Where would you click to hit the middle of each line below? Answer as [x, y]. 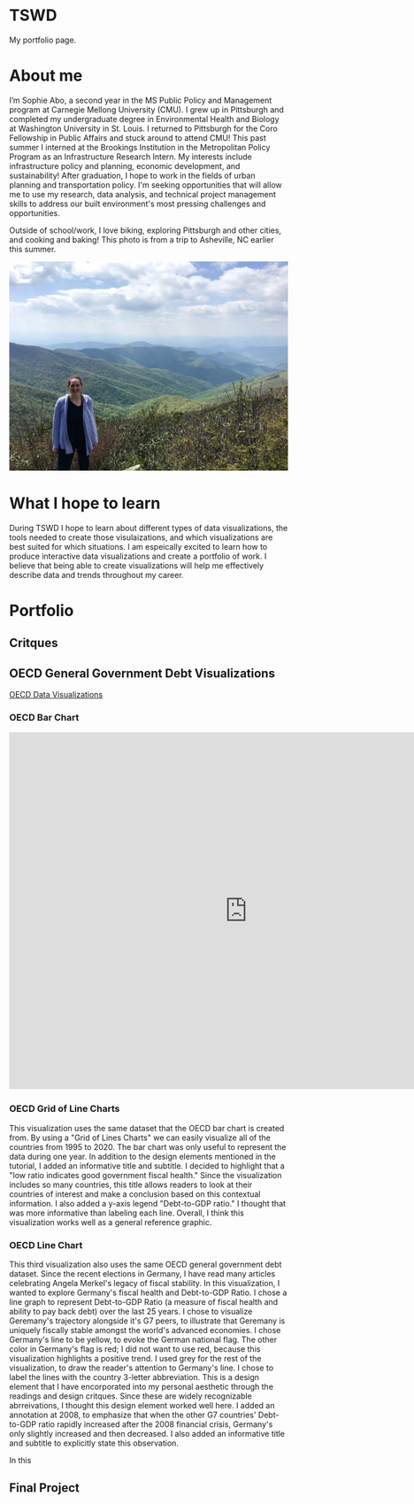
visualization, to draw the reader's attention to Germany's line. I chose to [142, 1368]
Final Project [44, 1488]
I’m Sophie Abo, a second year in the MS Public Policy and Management [141, 100]
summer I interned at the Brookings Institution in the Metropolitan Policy [140, 147]
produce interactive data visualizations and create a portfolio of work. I [138, 556]
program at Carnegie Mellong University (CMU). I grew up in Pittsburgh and [147, 109]
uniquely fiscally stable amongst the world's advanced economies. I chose [145, 1330]
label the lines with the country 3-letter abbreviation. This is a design [134, 1377]
